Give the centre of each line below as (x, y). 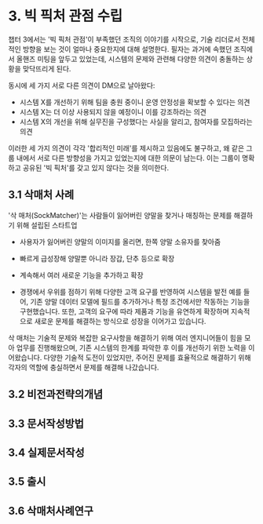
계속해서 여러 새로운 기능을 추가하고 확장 (81, 275)
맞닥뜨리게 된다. (47, 68)
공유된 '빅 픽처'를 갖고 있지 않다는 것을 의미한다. (96, 167)
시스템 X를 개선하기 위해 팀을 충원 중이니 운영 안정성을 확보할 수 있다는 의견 (135, 102)
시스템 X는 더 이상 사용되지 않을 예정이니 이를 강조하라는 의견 (113, 111)
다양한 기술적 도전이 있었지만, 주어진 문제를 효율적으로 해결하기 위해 (147, 357)
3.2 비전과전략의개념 (56, 394)
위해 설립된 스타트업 (47, 225)
